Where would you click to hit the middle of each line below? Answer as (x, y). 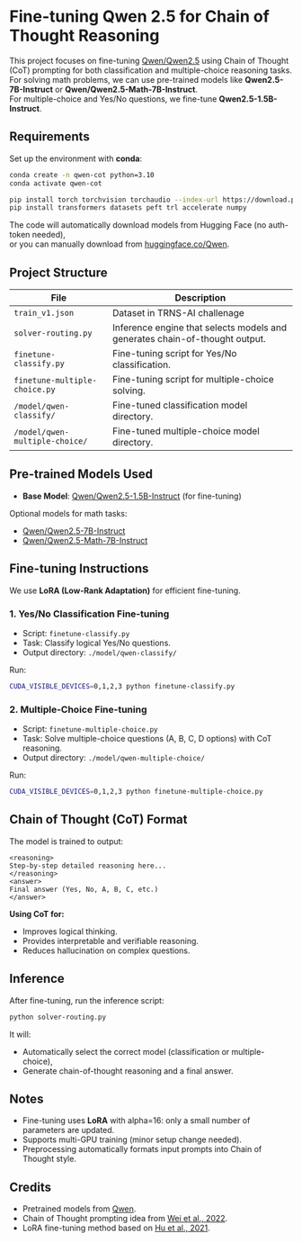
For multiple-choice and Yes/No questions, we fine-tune (113, 99)
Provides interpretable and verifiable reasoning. (111, 940)
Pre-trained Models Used (81, 474)
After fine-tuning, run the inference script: (87, 1000)
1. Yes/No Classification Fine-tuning (89, 614)
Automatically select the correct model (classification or (126, 1051)
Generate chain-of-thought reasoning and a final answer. (128, 1071)
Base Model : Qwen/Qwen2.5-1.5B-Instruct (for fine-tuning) (132, 496)
